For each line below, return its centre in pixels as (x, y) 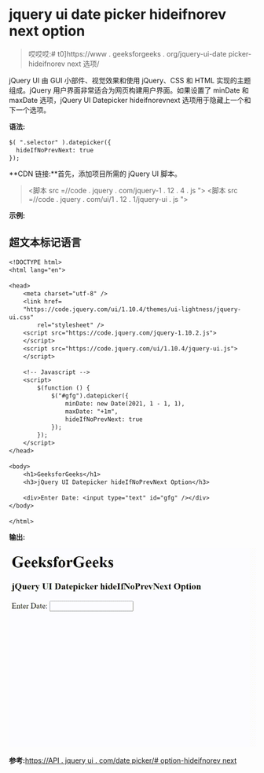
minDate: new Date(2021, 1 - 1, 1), (125, 403)
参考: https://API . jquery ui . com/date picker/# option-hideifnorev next (123, 760)
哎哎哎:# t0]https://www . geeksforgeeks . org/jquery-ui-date (127, 53)
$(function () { (64, 388)
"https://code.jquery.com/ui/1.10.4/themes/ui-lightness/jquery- (132, 309)
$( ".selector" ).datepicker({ (60, 142)
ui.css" (22, 317)
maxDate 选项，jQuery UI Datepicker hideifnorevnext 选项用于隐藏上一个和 (130, 100)
